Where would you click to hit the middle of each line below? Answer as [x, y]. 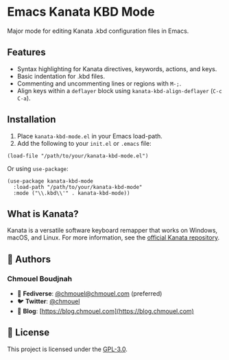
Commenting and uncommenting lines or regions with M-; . [99, 83]
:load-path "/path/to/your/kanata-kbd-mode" [78, 187]
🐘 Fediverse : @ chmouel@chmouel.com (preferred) [89, 294]
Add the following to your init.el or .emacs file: [84, 143]
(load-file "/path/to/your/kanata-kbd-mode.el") [78, 156]
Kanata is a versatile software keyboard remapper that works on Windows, [112, 231]
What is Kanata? [43, 214]
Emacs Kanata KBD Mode [81, 12]
